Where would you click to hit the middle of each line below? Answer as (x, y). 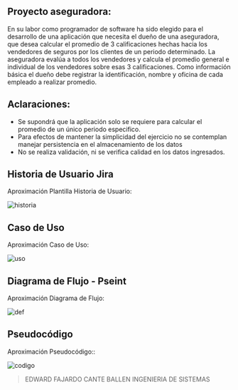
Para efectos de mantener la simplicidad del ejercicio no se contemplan (122, 137)
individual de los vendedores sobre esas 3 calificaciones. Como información (119, 66)
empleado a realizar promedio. (52, 82)
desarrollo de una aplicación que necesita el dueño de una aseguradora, (113, 36)
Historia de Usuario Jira (60, 174)
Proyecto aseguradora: (59, 12)
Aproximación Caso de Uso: (48, 245)
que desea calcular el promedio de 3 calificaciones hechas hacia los (108, 44)
